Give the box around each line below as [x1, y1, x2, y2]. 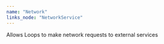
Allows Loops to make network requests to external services [6, 31, 159, 38]
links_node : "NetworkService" [6, 14, 84, 20]
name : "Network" [6, 8, 48, 15]
